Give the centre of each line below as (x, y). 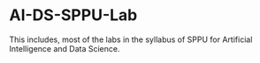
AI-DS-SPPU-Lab (73, 15)
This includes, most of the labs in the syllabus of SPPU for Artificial (131, 39)
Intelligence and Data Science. (65, 48)
